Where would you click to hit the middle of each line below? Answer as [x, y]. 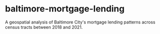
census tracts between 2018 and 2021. [44, 27]
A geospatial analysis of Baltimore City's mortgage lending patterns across [80, 22]
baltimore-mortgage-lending [65, 9]
